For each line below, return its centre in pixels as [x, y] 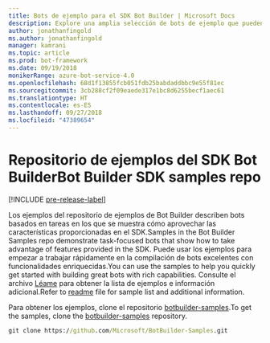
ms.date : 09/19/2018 [43, 68]
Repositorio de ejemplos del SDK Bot [133, 160]
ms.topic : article [39, 53]
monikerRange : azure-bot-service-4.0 [72, 76]
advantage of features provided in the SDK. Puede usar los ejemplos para [130, 249]
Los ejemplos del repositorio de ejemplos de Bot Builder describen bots [127, 214]
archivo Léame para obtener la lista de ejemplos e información [112, 283]
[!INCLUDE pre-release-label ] [57, 199]
